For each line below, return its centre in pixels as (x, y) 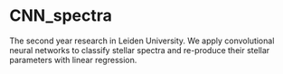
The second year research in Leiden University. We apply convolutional (142, 41)
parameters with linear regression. (73, 60)
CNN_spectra (61, 16)
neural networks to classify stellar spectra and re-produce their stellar (140, 50)
